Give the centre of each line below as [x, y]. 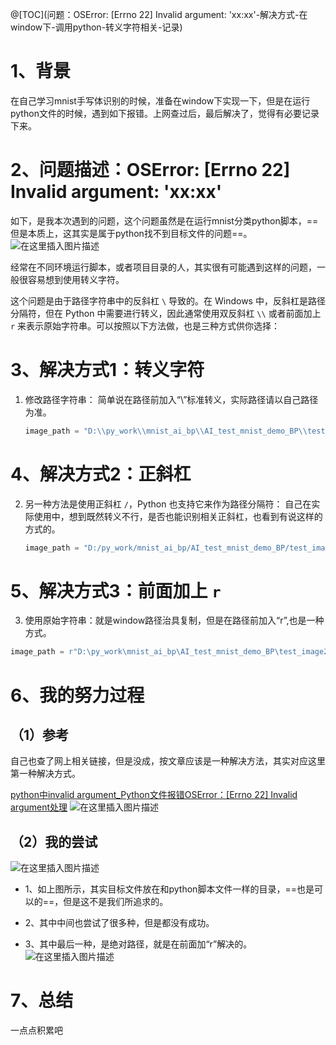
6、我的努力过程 [77, 695]
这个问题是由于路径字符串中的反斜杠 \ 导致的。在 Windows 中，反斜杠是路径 [168, 300]
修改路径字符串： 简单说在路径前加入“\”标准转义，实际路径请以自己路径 [171, 399]
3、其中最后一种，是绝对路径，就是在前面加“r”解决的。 [138, 944]
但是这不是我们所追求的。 [116, 902]
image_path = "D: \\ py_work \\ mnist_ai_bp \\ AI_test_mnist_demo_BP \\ [166, 431]
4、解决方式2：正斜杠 [101, 474]
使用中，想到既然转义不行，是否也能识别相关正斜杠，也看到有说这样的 [178, 516]
